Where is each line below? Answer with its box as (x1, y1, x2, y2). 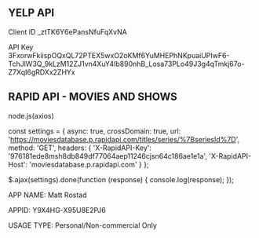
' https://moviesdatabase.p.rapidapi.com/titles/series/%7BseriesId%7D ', (8, 134, 240, 144)
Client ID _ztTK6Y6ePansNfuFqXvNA (8, 27, 127, 36)
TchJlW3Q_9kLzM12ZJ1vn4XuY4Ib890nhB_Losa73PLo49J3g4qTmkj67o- (8, 59, 245, 68)
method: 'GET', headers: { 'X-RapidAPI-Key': (8, 143, 151, 152)
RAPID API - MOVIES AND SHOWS (8, 90, 178, 104)
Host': (8, 159, 27, 169)
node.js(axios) (8, 111, 55, 120)
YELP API (8, 6, 55, 20)
